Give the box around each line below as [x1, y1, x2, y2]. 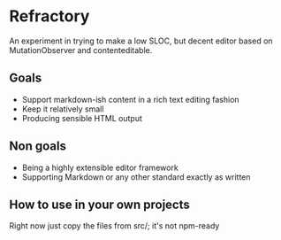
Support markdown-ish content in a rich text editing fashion [21, 94, 240, 105]
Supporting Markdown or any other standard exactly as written [21, 171, 251, 182]
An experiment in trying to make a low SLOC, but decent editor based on [9, 35, 273, 46]
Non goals [9, 139, 66, 154]
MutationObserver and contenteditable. [9, 44, 153, 55]
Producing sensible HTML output [21, 112, 143, 123]
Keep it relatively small [21, 104, 104, 114]
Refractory [9, 6, 90, 27]
